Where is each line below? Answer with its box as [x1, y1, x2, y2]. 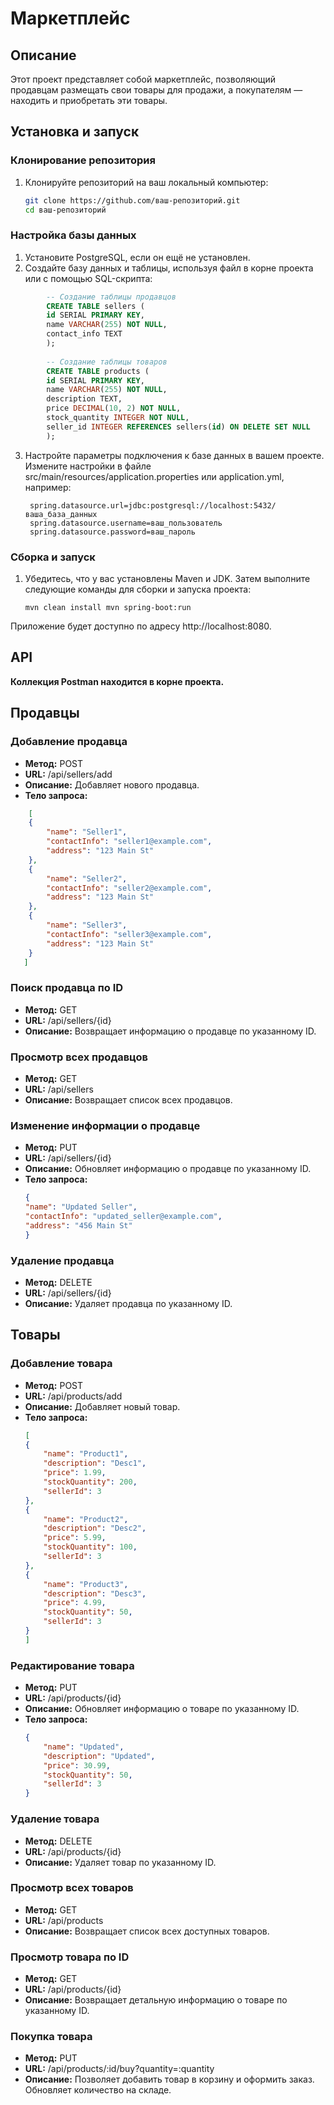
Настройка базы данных [10, 228, 137, 242]
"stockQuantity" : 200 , [43, 1477, 138, 1487]
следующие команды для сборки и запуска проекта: [24, 583, 252, 596]
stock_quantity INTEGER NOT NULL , [46, 413, 190, 423]
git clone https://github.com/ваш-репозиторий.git [24, 195, 241, 206]
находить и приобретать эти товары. [10, 95, 168, 106]
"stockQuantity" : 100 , [43, 1542, 138, 1552]
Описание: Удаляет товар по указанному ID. [24, 1856, 217, 1868]
